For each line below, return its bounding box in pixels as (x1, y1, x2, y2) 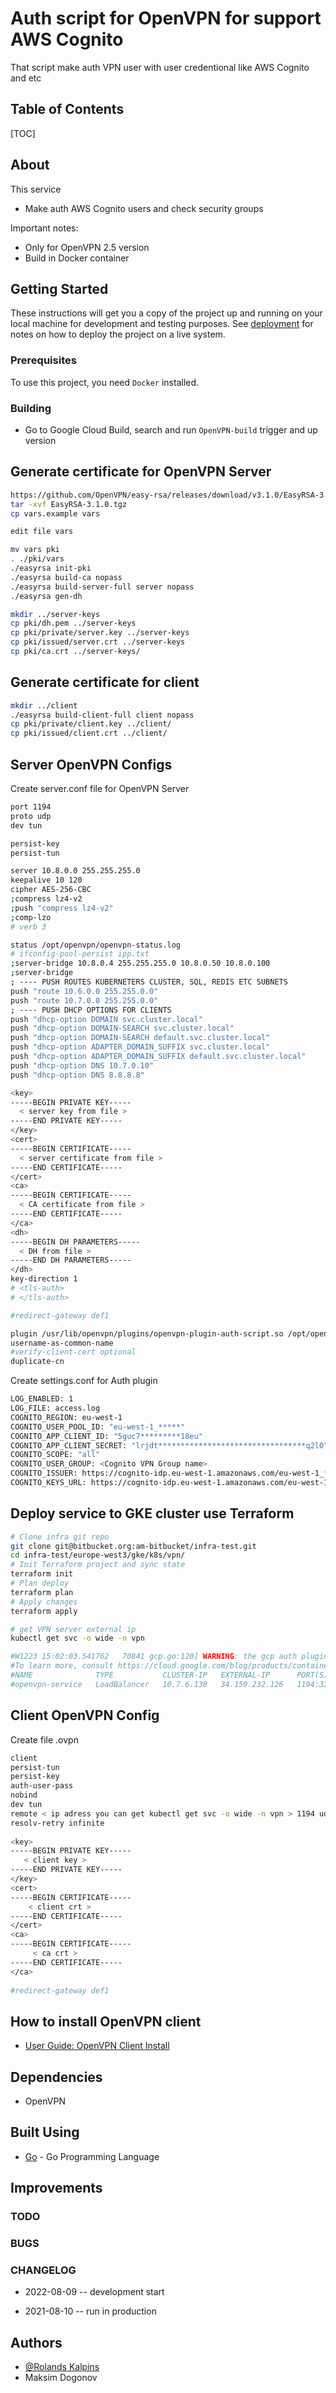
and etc (10, 72, 42, 84)
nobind (10, 1790, 38, 1801)
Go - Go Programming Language (24, 2150, 160, 2162)
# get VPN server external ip (10, 1624, 137, 1634)
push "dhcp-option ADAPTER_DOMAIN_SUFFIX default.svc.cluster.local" (10, 1052, 307, 1062)
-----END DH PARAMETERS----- (10, 1255, 132, 1266)
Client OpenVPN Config (10, 1707, 160, 1724)
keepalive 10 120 (10, 875, 83, 886)
